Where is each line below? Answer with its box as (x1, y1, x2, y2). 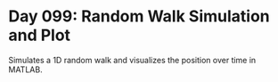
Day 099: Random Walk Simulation (8, 6, 271, 27)
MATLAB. (8, 64, 43, 75)
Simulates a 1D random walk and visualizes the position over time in (8, 54, 257, 65)
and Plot (8, 25, 71, 45)
